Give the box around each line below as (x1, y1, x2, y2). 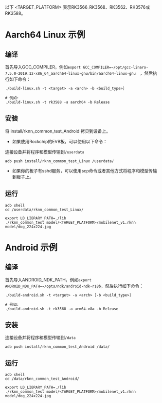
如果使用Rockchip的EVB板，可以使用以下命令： (12, 138, 108, 144)
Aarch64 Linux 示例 (5, 29, 85, 41)
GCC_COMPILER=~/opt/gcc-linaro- (82, 65, 148, 70)
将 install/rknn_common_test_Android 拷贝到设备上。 (5, 128, 111, 134)
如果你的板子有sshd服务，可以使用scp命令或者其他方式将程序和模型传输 (12, 168, 157, 173)
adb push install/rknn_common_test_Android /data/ (5, 344, 110, 349)
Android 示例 (5, 242, 57, 253)
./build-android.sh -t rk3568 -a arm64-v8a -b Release (5, 306, 119, 311)
